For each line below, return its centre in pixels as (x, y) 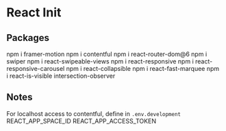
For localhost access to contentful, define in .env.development (94, 113)
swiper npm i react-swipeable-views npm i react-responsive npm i (100, 61)
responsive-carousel (36, 69)
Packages (28, 38)
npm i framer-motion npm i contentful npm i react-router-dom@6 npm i (107, 54)
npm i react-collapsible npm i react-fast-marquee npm (143, 69)
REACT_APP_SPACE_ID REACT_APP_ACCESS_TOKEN (81, 121)
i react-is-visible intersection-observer (61, 76)
